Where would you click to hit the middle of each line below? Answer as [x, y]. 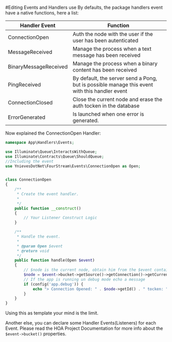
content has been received [105, 70]
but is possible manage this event [113, 85]
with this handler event [100, 91]
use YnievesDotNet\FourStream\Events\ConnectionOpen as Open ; [73, 166]
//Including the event [29, 161]
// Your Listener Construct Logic [60, 218]
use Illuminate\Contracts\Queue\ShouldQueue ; [55, 156]
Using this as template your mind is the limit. [52, 313]
